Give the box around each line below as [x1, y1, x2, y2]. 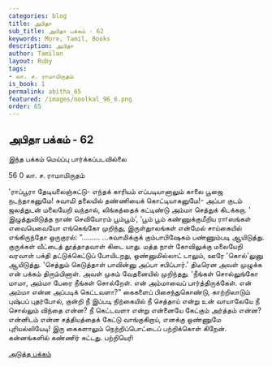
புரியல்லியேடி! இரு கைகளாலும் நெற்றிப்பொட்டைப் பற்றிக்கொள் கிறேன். [8, 323, 227, 333]
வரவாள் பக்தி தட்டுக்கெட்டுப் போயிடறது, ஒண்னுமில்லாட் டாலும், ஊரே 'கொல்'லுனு [8, 250, 264, 260]
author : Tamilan [8, 50, 63, 58]
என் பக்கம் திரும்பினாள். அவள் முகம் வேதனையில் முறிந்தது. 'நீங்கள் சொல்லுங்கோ [8, 269, 258, 278]
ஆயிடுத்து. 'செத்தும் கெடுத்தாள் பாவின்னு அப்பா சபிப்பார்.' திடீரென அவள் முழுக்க [8, 259, 262, 269]
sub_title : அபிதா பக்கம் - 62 [8, 27, 104, 35]
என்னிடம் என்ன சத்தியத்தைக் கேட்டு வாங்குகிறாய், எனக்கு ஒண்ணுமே [8, 314, 222, 324]
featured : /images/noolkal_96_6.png [8, 95, 132, 103]
